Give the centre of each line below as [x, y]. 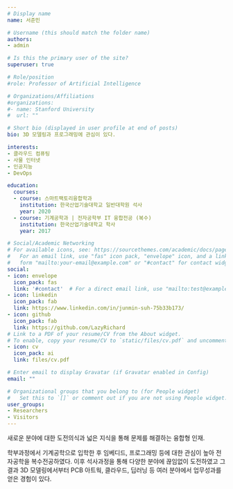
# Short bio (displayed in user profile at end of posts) [93, 128]
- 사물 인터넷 [24, 160]
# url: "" [23, 115]
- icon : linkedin [32, 295]
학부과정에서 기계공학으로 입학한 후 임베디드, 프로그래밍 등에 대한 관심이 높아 [111, 452]
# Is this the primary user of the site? [68, 58]
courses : [26, 192]
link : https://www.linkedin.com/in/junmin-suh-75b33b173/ [99, 308]
